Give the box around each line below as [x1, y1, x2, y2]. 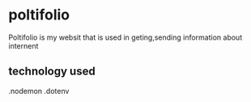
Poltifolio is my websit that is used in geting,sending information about [8, 32, 243, 42]
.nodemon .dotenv [8, 86, 70, 96]
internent [8, 40, 39, 50]
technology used [8, 65, 96, 79]
